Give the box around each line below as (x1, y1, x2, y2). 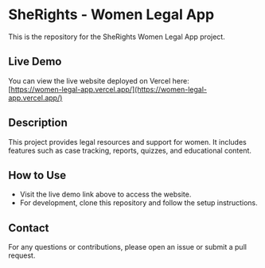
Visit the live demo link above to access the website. (19, 189, 192, 200)
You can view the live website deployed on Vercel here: (8, 76, 189, 85)
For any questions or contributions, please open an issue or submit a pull (8, 243, 247, 252)
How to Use (8, 169, 67, 182)
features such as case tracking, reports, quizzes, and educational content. (8, 146, 252, 155)
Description (8, 116, 68, 130)
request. (8, 251, 36, 260)
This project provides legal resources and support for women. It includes (8, 137, 247, 146)
